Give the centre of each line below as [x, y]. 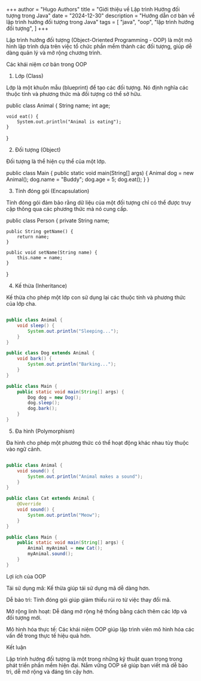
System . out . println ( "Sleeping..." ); [73, 331]
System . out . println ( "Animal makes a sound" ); [86, 477]
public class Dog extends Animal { [51, 353]
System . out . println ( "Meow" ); [64, 515]
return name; [33, 237]
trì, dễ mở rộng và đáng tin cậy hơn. [50, 671]
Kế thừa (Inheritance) [41, 286]
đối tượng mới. [24, 617]
